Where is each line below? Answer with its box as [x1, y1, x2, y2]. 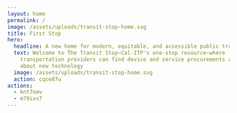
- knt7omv [13, 88, 42, 95]
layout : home [7, 10, 46, 18]
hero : [7, 36, 23, 44]
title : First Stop [7, 29, 61, 37]
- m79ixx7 [13, 95, 42, 102]
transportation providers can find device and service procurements [20, 56, 226, 63]
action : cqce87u [13, 75, 61, 83]
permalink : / [7, 17, 46, 24]
